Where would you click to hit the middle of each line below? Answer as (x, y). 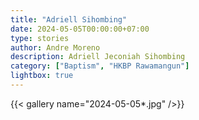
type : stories (40, 38)
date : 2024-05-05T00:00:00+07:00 (80, 29)
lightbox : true (42, 76)
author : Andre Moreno (55, 47)
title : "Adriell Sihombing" (69, 19)
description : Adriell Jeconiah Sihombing (98, 57)
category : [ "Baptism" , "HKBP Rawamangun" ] (100, 66)
